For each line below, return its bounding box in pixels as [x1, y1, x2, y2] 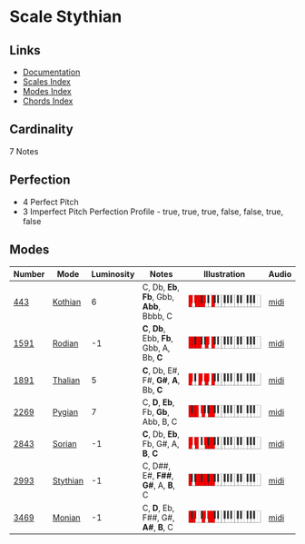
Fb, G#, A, [142, 439, 180, 450]
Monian [53, 511, 81, 523]
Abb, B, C [142, 416, 178, 427]
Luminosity [91, 268, 135, 279]
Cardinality [9, 122, 74, 137]
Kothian [53, 296, 82, 307]
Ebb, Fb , [142, 333, 174, 344]
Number [13, 268, 45, 279]
